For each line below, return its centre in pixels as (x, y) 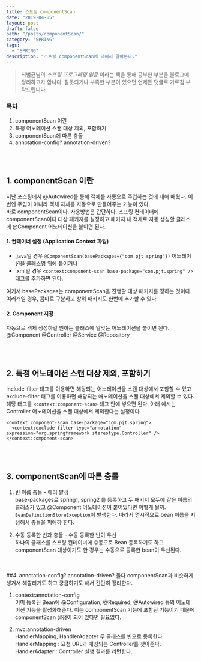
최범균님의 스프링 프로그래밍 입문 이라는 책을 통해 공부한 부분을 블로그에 (105, 74)
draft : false (22, 29)
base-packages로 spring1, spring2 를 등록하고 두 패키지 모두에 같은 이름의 (103, 499)
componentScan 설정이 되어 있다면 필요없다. (68, 617)
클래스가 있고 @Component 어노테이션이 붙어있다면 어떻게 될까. (90, 507)
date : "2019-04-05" (31, 17)
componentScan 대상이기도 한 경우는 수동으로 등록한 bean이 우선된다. (98, 550)
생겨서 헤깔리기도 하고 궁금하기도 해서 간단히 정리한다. (70, 583)
